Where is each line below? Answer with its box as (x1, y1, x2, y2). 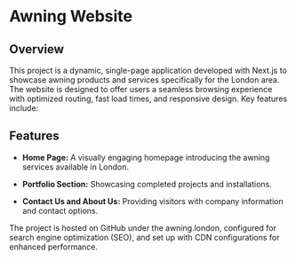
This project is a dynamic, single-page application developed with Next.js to (9, 65, 287, 75)
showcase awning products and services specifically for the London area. (9, 75, 280, 85)
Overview (9, 42, 65, 57)
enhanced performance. (9, 241, 98, 252)
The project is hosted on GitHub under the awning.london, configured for (9, 222, 277, 233)
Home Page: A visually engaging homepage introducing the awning (21, 152, 270, 162)
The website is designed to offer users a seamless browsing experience (9, 84, 273, 94)
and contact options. (21, 205, 99, 216)
